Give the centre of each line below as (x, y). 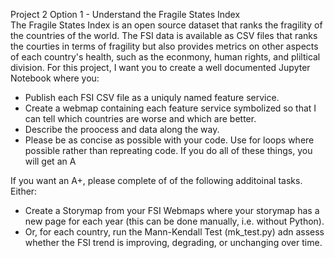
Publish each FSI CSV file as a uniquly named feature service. (152, 97)
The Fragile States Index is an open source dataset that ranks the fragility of (166, 25)
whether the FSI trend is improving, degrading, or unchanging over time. (173, 242)
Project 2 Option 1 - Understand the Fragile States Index (125, 14)
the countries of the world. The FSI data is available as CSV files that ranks (164, 35)
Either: (24, 191)
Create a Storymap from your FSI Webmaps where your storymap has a (172, 210)
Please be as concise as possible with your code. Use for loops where (169, 140)
